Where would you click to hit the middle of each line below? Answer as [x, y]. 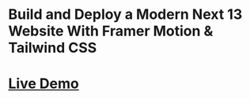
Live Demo [44, 84]
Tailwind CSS [53, 48]
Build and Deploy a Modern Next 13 [125, 15]
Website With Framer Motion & [111, 31]
